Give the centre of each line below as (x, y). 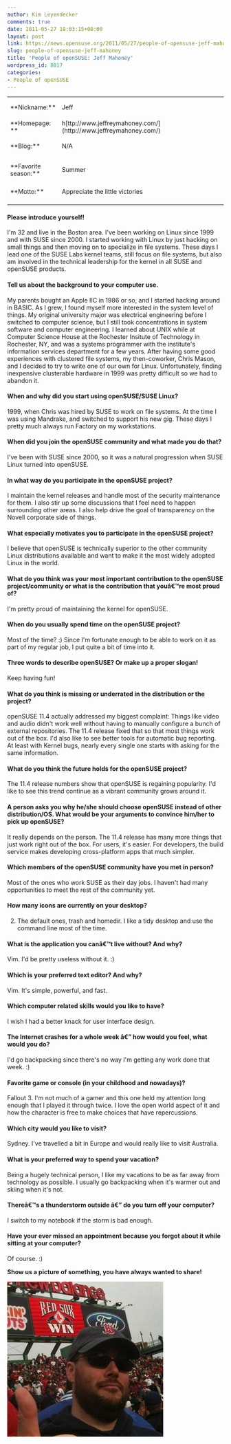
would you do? (29, 1044)
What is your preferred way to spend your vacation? (83, 1159)
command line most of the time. (62, 928)
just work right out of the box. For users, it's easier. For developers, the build (115, 844)
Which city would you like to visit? (57, 1128)
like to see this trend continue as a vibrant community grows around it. (107, 791)
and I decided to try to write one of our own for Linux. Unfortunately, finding (114, 366)
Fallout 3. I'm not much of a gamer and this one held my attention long (107, 1098)
